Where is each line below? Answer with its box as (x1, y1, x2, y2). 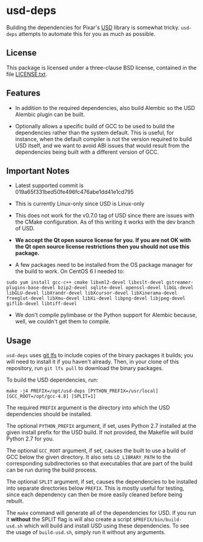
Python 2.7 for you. (6, 435, 55, 442)
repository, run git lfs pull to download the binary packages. (6, 365, 164, 372)
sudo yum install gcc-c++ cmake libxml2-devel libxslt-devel (6, 280, 164, 286)
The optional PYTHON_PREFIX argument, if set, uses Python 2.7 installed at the (6, 422, 197, 430)
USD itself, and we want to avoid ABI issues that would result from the (15, 142, 190, 149)
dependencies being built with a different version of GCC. (15, 148, 159, 156)
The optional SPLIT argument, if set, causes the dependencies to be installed (6, 478, 198, 485)
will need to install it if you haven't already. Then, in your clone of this (6, 358, 179, 365)
